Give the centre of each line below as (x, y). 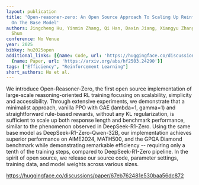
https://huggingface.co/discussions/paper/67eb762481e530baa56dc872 (95, 176)
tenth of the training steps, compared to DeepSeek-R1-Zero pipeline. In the (97, 152)
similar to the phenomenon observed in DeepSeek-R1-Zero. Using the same (98, 126)
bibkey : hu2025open (30, 50)
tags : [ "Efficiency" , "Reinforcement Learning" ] (67, 66)
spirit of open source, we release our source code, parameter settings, (92, 158)
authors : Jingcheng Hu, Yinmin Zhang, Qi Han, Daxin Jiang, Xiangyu (92, 28)
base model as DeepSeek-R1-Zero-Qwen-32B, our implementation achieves (99, 133)
